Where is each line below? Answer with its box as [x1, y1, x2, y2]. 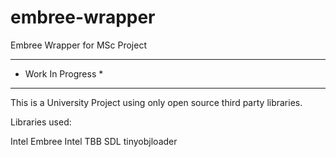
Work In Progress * [24, 67, 104, 80]
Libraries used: [10, 116, 72, 128]
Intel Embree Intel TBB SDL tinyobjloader [10, 135, 178, 147]
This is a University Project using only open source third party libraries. [10, 96, 303, 108]
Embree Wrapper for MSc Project [10, 39, 147, 51]
